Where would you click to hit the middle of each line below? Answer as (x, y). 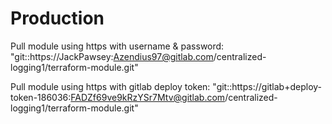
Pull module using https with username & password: (117, 46)
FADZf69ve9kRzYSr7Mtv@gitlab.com (148, 97)
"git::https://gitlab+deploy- (267, 86)
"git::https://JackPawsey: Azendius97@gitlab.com (112, 56)
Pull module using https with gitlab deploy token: (110, 86)
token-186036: (41, 97)
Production (57, 18)
